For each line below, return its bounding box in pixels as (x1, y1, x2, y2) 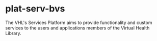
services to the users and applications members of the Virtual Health (5, 24, 150, 30)
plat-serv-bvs (5, 3, 65, 14)
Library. (5, 30, 21, 36)
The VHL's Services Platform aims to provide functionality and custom (5, 19, 152, 25)
